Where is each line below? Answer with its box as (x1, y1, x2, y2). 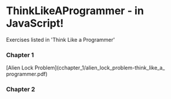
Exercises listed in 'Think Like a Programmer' (6, 36, 115, 43)
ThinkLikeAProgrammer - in (6, 4, 144, 18)
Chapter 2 (6, 85, 35, 94)
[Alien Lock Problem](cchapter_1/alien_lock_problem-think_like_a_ (6, 64, 165, 71)
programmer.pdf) (6, 71, 48, 78)
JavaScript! (6, 16, 64, 30)
